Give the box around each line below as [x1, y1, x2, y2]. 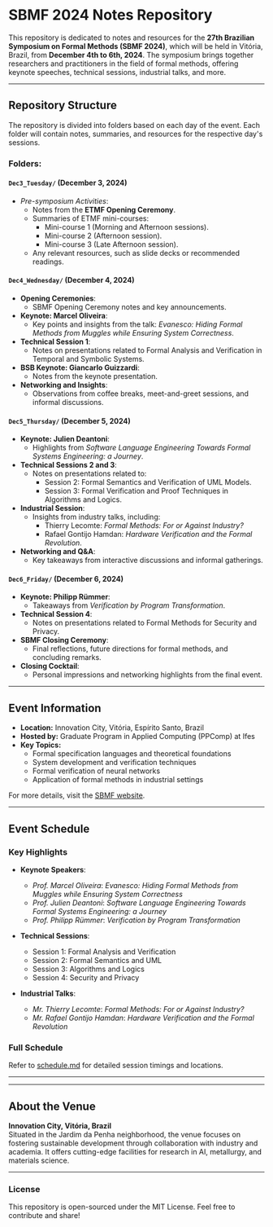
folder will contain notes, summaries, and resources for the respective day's [8, 129, 263, 139]
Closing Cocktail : [19, 662, 80, 671]
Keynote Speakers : [19, 864, 87, 874]
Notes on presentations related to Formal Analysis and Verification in [32, 345, 262, 355]
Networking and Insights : [19, 380, 108, 390]
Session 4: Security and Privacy [32, 972, 140, 983]
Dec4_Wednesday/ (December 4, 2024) [8, 275, 136, 285]
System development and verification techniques [32, 758, 197, 767]
